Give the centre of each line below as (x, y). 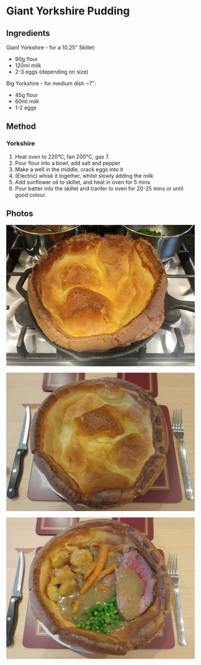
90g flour (26, 59)
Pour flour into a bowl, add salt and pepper (68, 163)
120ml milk (28, 65)
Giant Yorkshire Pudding (68, 11)
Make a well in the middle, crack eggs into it (69, 169)
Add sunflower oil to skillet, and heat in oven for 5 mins (83, 182)
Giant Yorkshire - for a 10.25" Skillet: (51, 47)
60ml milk (27, 101)
